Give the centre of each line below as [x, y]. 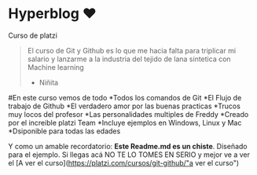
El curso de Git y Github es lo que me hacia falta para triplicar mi [132, 50]
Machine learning [55, 67]
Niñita [49, 82]
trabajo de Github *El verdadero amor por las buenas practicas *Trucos [125, 106]
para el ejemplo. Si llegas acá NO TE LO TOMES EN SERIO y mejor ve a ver [129, 155]
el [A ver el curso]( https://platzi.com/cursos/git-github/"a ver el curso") [124, 162]
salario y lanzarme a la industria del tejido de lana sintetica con [129, 59]
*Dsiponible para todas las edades [64, 131]
